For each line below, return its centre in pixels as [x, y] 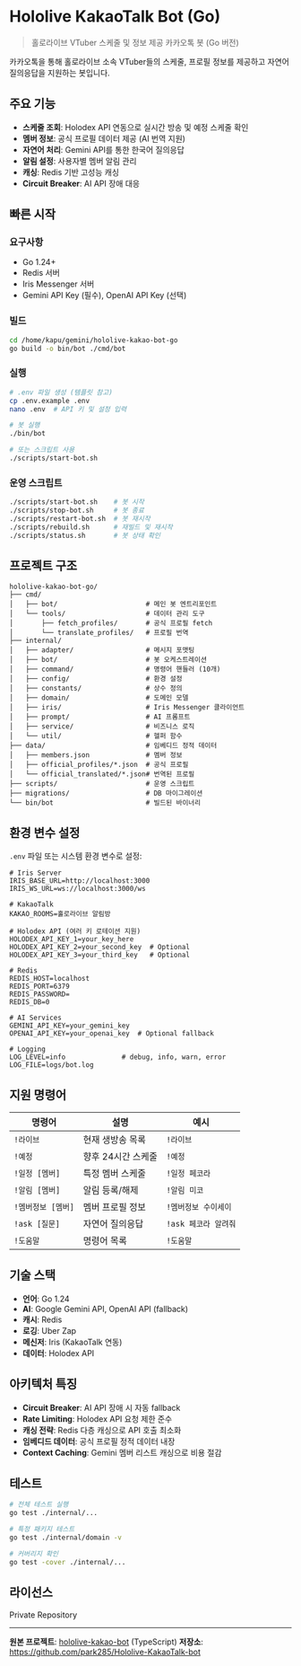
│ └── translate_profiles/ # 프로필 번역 [99, 633]
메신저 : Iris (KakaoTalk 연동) [72, 1342]
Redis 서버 [41, 273]
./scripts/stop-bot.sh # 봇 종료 [77, 511]
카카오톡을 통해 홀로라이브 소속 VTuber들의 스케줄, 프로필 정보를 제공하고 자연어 [149, 61]
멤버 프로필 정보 [114, 1207]
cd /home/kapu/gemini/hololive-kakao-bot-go [94, 340]
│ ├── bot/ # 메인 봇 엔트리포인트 [113, 604]
